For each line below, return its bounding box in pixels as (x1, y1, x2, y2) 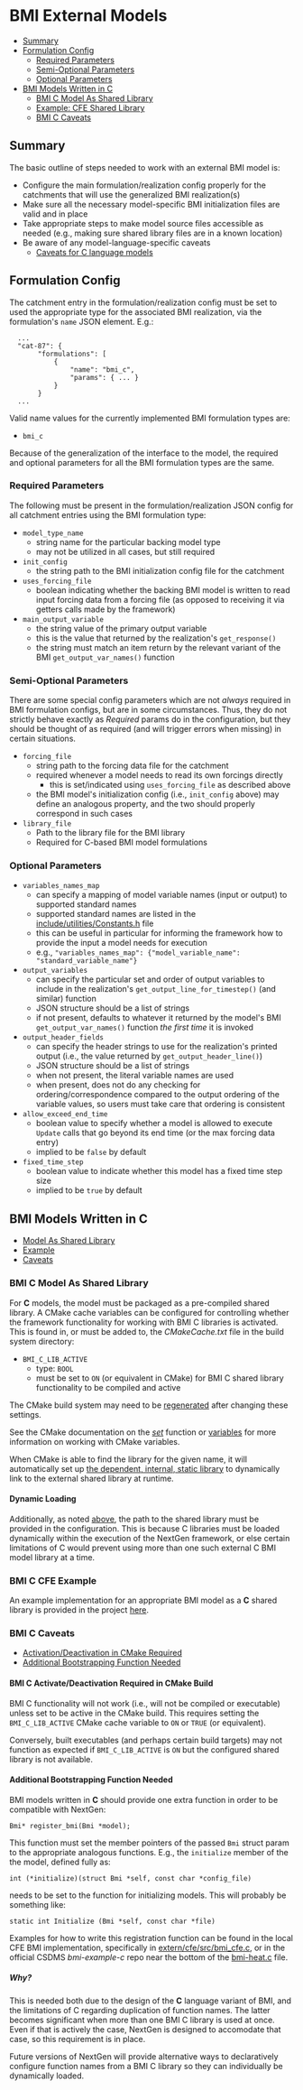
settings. (9, 1409, 42, 1420)
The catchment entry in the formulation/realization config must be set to (9, 297, 278, 308)
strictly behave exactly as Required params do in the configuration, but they (9, 714, 291, 725)
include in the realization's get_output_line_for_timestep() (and (35, 984, 277, 994)
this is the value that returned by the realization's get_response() (35, 633, 277, 643)
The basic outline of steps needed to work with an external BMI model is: (9, 162, 280, 172)
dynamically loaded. (9, 2070, 85, 2081)
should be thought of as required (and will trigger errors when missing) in (9, 724, 282, 735)
